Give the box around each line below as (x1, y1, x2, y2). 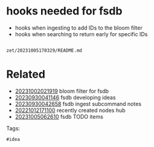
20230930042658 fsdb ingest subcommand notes (14, 100, 142, 107)
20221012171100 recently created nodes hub (14, 107, 126, 114)
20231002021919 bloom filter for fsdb (14, 87, 109, 95)
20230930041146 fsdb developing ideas (14, 93, 116, 101)
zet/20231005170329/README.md (6, 47, 83, 54)
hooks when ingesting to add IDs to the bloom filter (14, 24, 143, 31)
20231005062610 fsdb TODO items (14, 113, 104, 120)
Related (6, 67, 45, 81)
